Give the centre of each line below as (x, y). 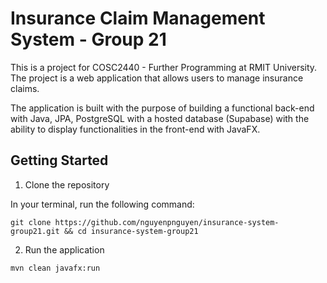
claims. (25, 88)
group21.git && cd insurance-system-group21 (104, 231)
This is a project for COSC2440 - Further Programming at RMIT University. (164, 67)
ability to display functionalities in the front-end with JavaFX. (135, 129)
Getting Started (59, 160)
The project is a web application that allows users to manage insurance (157, 78)
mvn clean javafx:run (55, 268)
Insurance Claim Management (138, 18)
